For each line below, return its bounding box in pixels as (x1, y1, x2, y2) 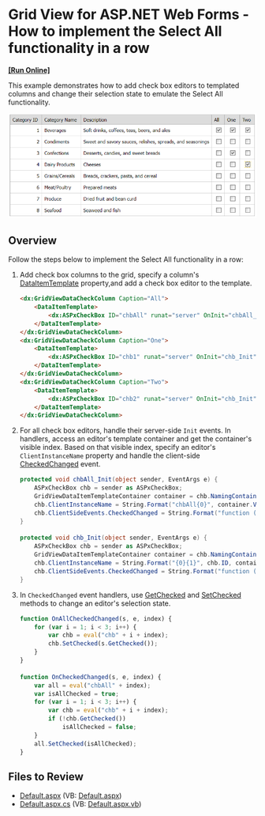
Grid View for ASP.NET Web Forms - (8, 6, 250, 24)
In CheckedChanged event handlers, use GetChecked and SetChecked (19, 590, 242, 599)
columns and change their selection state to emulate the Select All (8, 89, 223, 98)
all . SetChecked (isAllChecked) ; (34, 739, 137, 748)
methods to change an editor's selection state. (19, 599, 171, 608)
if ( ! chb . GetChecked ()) (48, 715, 126, 723)
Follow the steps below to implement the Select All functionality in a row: (8, 255, 244, 264)
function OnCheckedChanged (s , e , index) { (19, 673, 162, 681)
